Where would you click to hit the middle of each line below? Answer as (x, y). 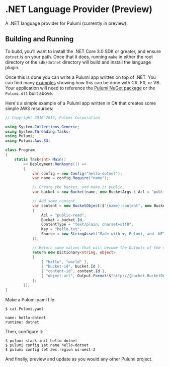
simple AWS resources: (29, 108)
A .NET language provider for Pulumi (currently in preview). (67, 23)
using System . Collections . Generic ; (43, 127)
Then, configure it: (24, 331)
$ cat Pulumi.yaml (24, 309)
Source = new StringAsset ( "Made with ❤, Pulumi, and (98, 234)
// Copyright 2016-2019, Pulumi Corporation (53, 118)
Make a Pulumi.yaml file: (30, 299)
